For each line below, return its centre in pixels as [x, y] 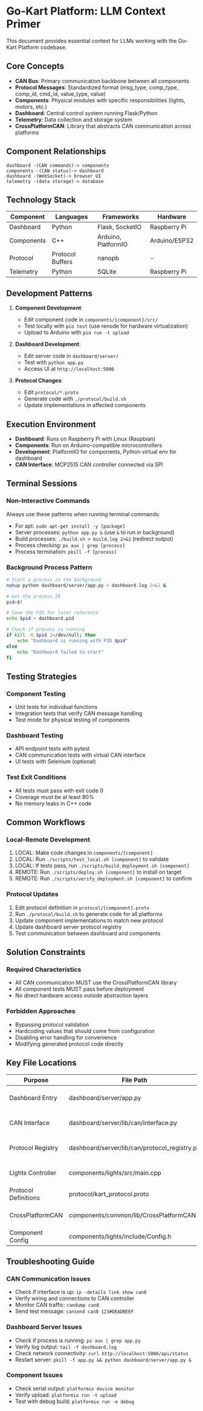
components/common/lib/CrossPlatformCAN [132, 1215]
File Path [134, 1080]
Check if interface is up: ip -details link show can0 [81, 1292]
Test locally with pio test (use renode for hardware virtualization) [106, 326]
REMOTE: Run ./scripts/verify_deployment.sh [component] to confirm [103, 878]
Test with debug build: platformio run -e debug [75, 1401]
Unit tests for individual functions [56, 707]
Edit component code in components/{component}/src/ [91, 320]
